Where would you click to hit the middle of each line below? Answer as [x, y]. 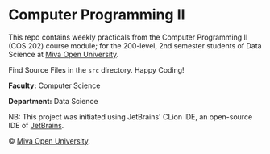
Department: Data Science [53, 101]
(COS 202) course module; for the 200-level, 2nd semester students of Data [135, 45]
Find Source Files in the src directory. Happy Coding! [96, 69]
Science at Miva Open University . [64, 54]
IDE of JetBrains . [36, 125]
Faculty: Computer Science [54, 85]
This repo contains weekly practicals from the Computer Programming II [128, 37]
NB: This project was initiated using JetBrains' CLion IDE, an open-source [131, 117]
